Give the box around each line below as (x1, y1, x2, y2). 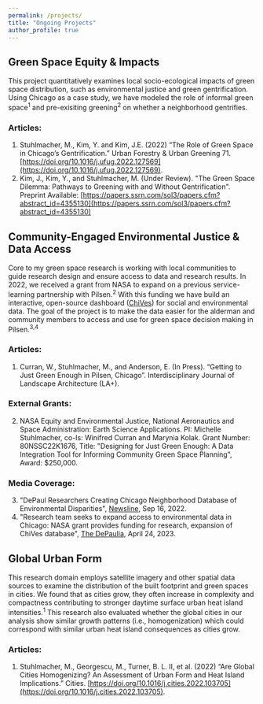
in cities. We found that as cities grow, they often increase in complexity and (8, 589, 254, 598)
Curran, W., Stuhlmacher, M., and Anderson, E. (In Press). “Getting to (19, 361, 242, 371)
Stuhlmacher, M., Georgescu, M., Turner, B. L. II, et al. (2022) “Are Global (19, 661, 255, 671)
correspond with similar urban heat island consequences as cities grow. (8, 624, 241, 634)
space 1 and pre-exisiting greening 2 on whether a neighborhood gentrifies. (8, 102, 248, 112)
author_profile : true (8, 26, 79, 34)
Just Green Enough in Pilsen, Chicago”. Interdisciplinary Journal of (19, 370, 235, 380)
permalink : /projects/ (8, 11, 82, 20)
